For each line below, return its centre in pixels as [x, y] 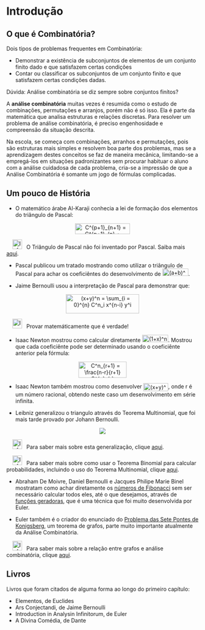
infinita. [25, 401]
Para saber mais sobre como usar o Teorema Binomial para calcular [111, 463]
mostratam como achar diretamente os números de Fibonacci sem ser [103, 488]
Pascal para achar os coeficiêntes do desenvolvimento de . [103, 273]
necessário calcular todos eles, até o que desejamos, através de [96, 494]
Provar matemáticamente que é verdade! [78, 326]
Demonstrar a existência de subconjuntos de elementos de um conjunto [106, 60]
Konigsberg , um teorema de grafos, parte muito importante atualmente [104, 526]
